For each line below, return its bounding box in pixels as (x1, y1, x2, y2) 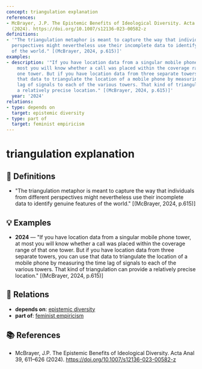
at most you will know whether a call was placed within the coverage (14, 240, 185, 247)
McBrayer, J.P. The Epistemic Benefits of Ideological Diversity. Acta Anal (14, 349, 195, 356)
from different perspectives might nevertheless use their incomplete (14, 194, 184, 201)
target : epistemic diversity (11, 110, 85, 116)
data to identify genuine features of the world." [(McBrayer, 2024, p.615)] (14, 200, 196, 207)
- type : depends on (6, 104, 55, 111)
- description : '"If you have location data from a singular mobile (6, 59, 182, 65)
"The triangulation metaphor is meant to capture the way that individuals (14, 187, 195, 194)
